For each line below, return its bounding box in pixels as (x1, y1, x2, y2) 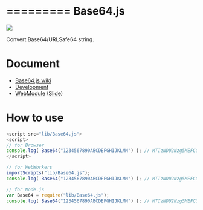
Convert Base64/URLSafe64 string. (6, 35, 95, 43)
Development (14, 83, 49, 90)
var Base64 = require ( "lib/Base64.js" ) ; (6, 192, 110, 198)
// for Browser (6, 142, 45, 148)
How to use (6, 111, 64, 125)
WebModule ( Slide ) (14, 90, 63, 97)
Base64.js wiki (14, 77, 51, 84)
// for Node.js (6, 186, 45, 192)
